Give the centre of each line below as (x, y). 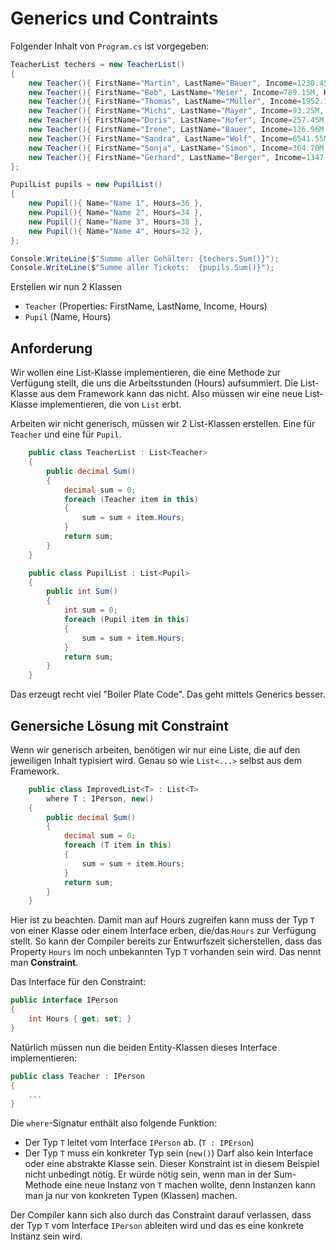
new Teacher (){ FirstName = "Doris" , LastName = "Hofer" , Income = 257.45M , (178, 120)
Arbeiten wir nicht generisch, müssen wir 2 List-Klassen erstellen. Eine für (163, 424)
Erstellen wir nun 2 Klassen (66, 287)
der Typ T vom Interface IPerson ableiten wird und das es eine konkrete (157, 1226)
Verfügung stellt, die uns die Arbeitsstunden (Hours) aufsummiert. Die (154, 383)
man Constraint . (44, 963)
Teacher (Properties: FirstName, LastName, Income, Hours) (146, 306)
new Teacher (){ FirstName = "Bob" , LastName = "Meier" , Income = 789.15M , (174, 92)
